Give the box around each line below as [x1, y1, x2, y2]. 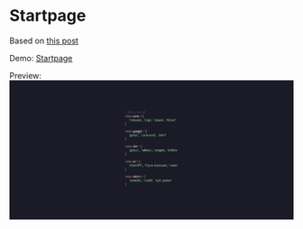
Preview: [9, 69, 42, 81]
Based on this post [9, 35, 79, 46]
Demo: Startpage [9, 52, 73, 63]
